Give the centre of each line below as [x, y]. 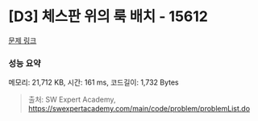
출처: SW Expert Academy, [72, 100]
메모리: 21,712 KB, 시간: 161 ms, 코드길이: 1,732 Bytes [94, 82]
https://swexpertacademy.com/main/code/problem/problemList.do [139, 109]
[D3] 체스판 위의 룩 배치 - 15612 [108, 17]
